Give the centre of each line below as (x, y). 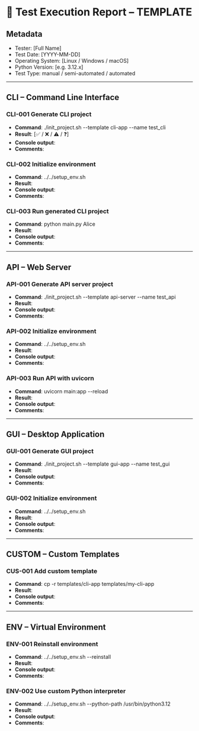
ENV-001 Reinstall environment (52, 644)
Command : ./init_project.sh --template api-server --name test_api (95, 297)
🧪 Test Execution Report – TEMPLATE (99, 12)
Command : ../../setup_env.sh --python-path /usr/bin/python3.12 (92, 704)
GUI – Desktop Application (55, 434)
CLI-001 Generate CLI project (49, 114)
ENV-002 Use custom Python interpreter (66, 691)
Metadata (24, 34)
